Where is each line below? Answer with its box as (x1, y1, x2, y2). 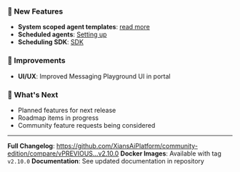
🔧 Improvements (7, 56, 66, 66)
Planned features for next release (17, 106, 116, 114)
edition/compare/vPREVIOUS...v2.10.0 (7, 149, 119, 158)
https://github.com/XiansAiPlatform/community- (56, 141, 199, 150)
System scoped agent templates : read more (17, 23, 150, 31)
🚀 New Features (7, 6, 64, 16)
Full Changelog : (7, 141, 55, 150)
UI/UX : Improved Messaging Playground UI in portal (17, 71, 171, 81)
